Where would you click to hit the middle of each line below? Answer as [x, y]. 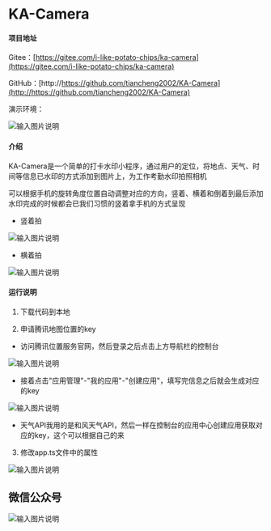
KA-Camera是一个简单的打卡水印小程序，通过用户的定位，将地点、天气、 [131, 166]
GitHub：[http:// [35, 83]
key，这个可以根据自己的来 [79, 435]
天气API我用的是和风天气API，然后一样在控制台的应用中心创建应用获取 [138, 425]
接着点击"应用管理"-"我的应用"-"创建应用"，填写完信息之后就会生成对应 [140, 380]
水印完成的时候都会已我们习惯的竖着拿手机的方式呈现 [97, 203]
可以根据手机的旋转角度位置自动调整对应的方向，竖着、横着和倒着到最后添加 [136, 193]
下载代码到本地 [45, 312]
